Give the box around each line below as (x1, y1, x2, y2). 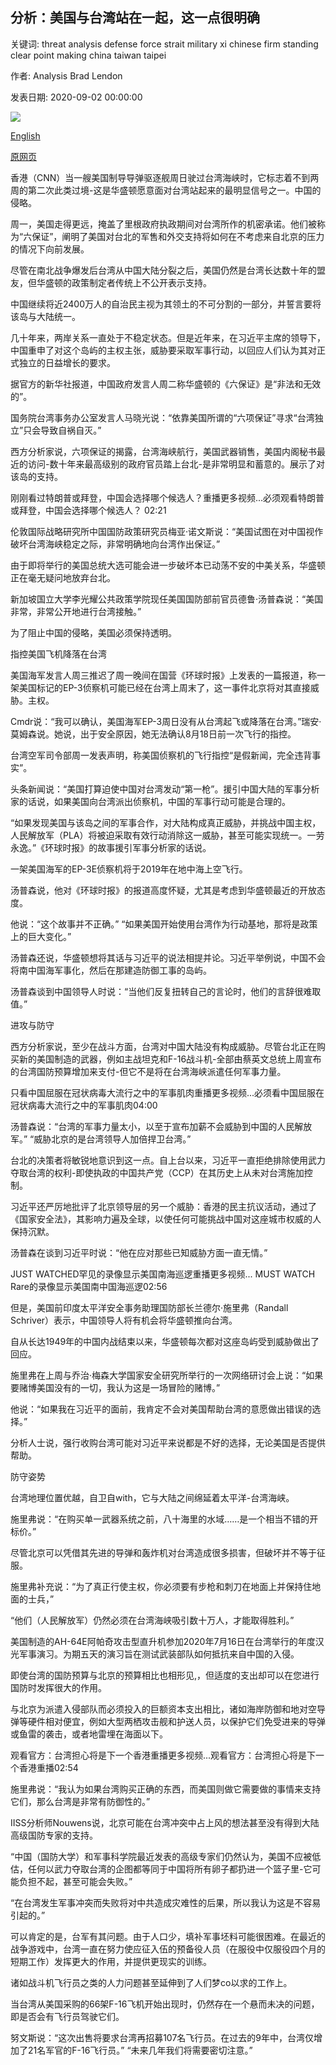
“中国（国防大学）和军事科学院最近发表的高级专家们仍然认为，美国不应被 (10, 1850, 313, 1862)
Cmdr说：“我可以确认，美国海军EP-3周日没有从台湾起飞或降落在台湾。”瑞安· (10, 715, 322, 727)
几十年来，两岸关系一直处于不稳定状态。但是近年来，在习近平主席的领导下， (10, 331, 326, 343)
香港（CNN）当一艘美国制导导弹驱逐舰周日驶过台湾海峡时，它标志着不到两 (10, 171, 320, 183)
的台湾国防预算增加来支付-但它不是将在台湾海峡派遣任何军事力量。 (10, 1065, 287, 1077)
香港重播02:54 (18, 1761, 79, 1773)
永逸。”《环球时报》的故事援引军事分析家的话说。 (10, 841, 212, 853)
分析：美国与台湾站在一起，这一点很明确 (10, 9, 260, 27)
